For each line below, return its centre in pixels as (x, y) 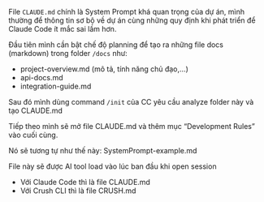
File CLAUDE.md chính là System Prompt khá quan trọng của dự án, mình (127, 12)
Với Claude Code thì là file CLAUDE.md (85, 182)
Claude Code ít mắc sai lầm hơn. (63, 29)
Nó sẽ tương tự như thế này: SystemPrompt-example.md (103, 150)
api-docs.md (41, 77)
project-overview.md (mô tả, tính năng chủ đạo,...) (104, 69)
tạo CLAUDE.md (36, 110)
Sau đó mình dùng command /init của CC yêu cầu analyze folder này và (131, 102)
